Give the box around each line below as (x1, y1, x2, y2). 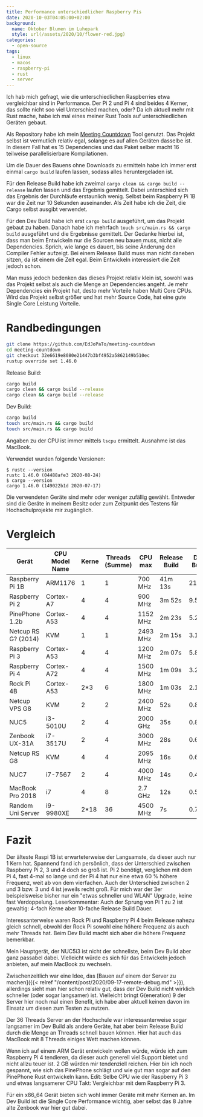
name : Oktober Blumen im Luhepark (11, 25, 98, 32)
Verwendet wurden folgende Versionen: (6, 455, 106, 462)
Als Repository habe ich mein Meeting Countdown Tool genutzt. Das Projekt (6, 131, 195, 138)
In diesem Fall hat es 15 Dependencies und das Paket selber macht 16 (6, 144, 179, 151)
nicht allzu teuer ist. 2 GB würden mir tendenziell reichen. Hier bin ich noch (6, 1060, 193, 1067)
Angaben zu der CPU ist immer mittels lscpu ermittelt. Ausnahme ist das (6, 437, 186, 444)
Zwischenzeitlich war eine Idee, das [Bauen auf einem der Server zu (6, 972, 176, 979)
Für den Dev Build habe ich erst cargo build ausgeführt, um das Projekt (6, 218, 185, 225)
